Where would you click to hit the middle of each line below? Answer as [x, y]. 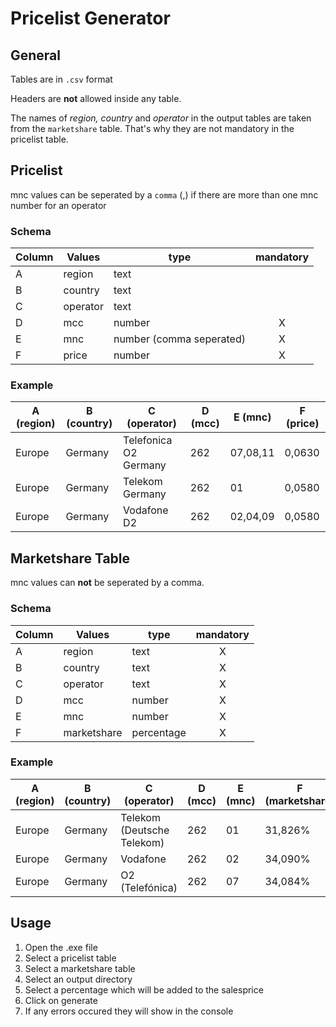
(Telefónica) [149, 887]
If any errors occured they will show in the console [129, 1011]
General [36, 55]
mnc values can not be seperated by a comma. [107, 583]
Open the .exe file [61, 947]
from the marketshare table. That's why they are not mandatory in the [152, 128]
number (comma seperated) [179, 339]
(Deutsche [145, 830]
